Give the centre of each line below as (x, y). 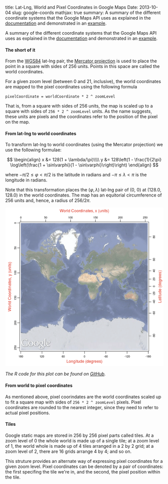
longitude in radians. (26, 180)
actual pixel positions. (28, 413)
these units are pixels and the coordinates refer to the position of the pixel (81, 117)
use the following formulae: (33, 150)
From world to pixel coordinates (39, 385)
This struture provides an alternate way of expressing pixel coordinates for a (84, 461)
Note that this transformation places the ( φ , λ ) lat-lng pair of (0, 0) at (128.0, (83, 190)
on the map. (18, 122)
